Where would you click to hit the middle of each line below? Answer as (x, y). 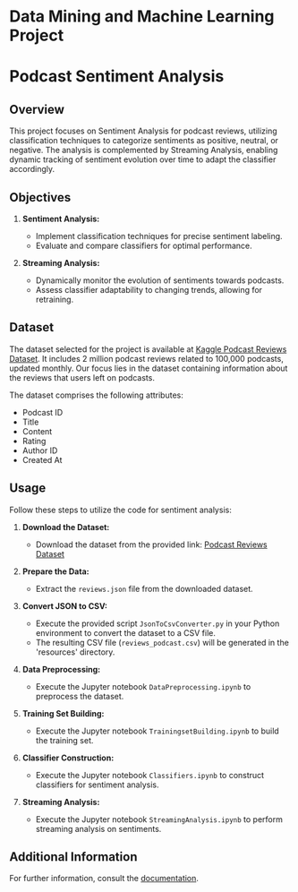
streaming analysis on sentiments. (98, 828)
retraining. (55, 299)
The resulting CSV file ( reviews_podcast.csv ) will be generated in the (162, 642)
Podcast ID (43, 412)
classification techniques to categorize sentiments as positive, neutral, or (144, 141)
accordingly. (32, 169)
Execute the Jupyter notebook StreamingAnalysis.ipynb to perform (159, 819)
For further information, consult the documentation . (104, 879)
